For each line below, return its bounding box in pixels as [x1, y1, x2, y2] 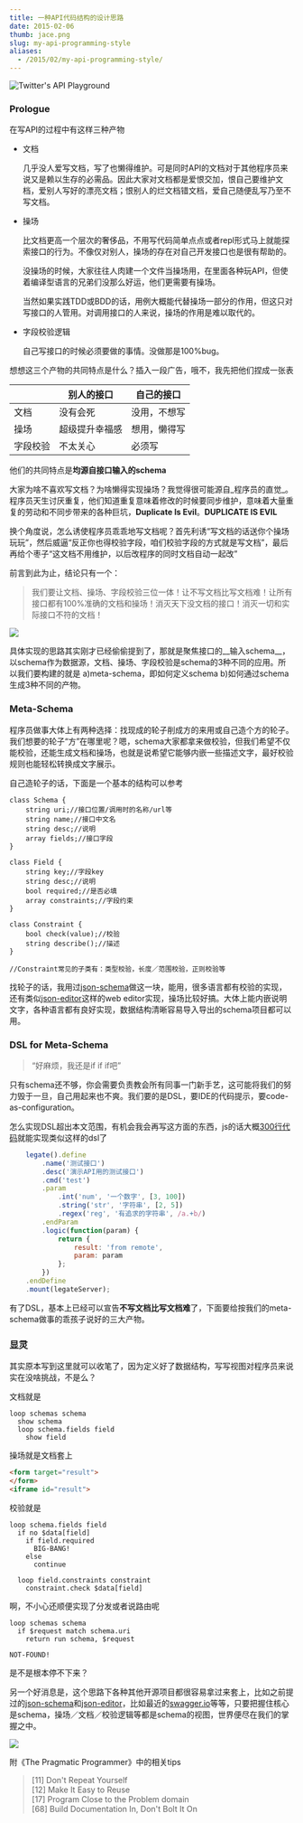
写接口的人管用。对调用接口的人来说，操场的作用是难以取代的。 [22, 307, 260, 318]
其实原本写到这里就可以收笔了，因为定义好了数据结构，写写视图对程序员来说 [9, 1361, 294, 1372]
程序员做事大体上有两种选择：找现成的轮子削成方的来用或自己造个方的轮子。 [9, 724, 294, 735]
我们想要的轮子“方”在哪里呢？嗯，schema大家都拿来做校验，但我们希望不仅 [9, 736, 291, 747]
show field [25, 1433, 67, 1442]
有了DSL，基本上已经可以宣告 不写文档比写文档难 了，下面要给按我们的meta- [9, 1302, 292, 1313]
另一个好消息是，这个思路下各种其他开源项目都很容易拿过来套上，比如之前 [9, 1687, 286, 1697]
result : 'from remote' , [73, 1243, 164, 1252]
